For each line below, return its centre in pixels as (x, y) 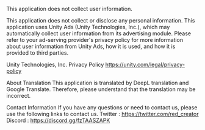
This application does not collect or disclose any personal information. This (101, 20)
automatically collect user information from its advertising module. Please (99, 33)
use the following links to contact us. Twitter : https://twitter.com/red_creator (103, 114)
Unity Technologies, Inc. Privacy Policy (55, 64)
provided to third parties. (38, 53)
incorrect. (19, 96)
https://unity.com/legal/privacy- (145, 64)
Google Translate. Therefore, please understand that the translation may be (101, 89)
